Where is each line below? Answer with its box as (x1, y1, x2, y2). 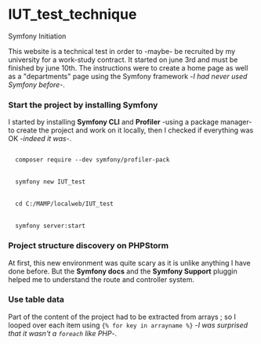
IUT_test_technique (8, 5, 137, 24)
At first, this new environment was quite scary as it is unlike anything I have (8, 258, 251, 267)
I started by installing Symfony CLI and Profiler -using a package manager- (8, 118, 252, 127)
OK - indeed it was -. (8, 134, 72, 143)
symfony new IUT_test (15, 178, 86, 186)
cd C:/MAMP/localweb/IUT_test (15, 200, 114, 208)
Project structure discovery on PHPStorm (8, 241, 169, 252)
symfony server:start (15, 222, 86, 230)
